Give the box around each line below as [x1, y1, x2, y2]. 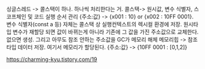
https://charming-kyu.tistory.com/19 [6, 56, 98, 63]
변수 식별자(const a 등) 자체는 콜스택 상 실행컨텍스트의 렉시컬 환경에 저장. [6, 21, 182, 27]
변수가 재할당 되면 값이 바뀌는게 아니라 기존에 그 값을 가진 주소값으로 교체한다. [12, 28, 199, 35]
